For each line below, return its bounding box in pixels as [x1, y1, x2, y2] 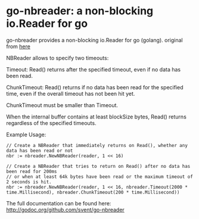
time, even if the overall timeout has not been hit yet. [6, 90, 135, 97]
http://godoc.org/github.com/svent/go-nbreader [6, 206, 125, 213]
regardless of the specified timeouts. [6, 119, 97, 126]
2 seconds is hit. [6, 179, 52, 185]
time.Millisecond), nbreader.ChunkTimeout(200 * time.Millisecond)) [6, 189, 180, 195]
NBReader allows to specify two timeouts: [6, 54, 109, 61]
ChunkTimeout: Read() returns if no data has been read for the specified [6, 83, 184, 90]
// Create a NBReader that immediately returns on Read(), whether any [6, 142, 188, 148]
